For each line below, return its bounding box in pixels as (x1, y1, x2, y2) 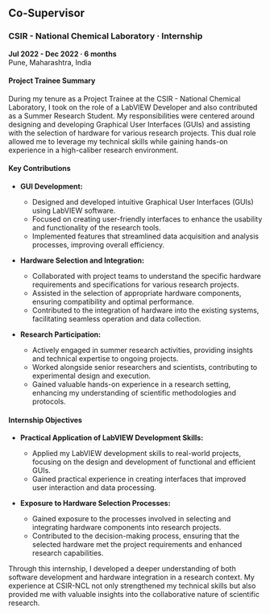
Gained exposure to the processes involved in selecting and (31, 514, 231, 524)
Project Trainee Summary (8, 76, 96, 85)
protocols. (31, 396, 66, 406)
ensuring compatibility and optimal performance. (31, 297, 195, 307)
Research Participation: (19, 330, 102, 339)
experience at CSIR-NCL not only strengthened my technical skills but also (8, 581, 256, 591)
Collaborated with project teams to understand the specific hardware (31, 272, 262, 281)
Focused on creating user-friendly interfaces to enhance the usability (31, 214, 263, 224)
